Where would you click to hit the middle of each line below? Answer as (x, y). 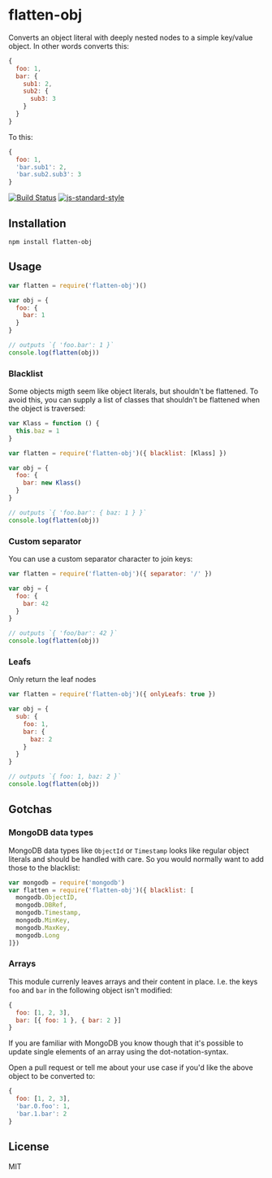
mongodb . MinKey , (43, 920)
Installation (37, 223)
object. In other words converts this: (69, 46)
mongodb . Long (38, 935)
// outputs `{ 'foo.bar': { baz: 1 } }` (78, 513)
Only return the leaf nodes (52, 680)
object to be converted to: (52, 1076)
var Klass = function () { (54, 424)
